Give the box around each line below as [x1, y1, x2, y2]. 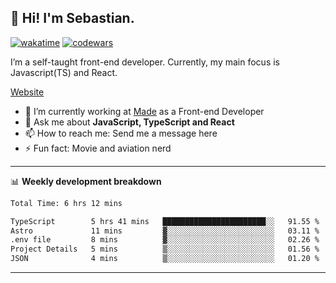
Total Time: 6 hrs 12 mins [10, 198, 123, 208]
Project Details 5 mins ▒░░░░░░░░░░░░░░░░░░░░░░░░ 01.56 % [10, 244, 320, 255]
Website [10, 86, 45, 98]
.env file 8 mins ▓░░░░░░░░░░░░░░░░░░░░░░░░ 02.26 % [10, 235, 320, 245]
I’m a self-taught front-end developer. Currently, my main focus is [10, 56, 280, 68]
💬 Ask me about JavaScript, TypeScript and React [24, 116, 235, 128]
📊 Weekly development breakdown [10, 175, 162, 187]
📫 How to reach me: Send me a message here [24, 127, 218, 139]
